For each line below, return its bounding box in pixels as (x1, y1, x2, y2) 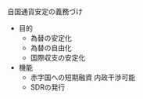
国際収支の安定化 (30, 53, 86, 62)
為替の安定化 (30, 34, 72, 42)
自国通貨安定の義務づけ (7, 7, 83, 16)
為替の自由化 (30, 43, 72, 53)
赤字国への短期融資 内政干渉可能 (30, 73, 136, 82)
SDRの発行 (30, 82, 66, 92)
